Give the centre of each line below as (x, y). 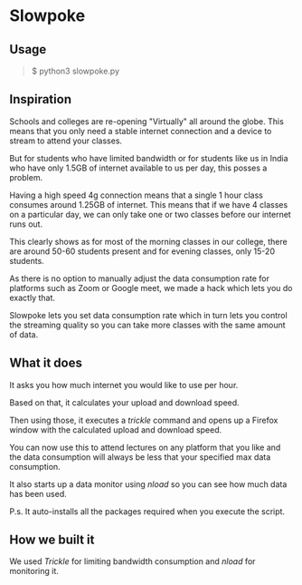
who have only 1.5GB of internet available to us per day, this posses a (138, 168)
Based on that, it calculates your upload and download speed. (124, 402)
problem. (26, 177)
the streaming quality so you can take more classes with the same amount (148, 325)
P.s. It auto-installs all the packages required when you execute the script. (147, 511)
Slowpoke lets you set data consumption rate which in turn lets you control (148, 315)
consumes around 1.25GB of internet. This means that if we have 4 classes (149, 204)
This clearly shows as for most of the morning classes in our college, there (148, 241)
